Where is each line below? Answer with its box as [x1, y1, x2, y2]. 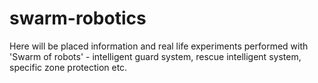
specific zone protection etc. [9, 61, 128, 73]
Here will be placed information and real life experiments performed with [9, 40, 309, 52]
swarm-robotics [9, 7, 147, 30]
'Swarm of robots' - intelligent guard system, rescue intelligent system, [9, 50, 302, 62]
